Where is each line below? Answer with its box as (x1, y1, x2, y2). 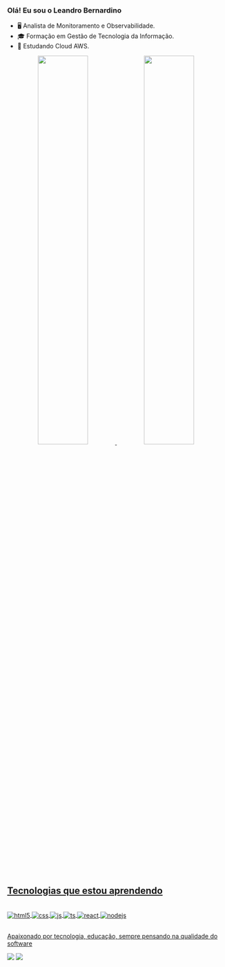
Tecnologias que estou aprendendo (7, 885, 164, 896)
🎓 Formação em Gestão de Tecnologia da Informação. (17, 32, 175, 40)
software (7, 939, 32, 948)
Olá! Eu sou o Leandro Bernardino (7, 6, 122, 15)
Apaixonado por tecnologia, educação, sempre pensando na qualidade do (7, 932, 218, 940)
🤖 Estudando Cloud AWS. (17, 42, 90, 50)
